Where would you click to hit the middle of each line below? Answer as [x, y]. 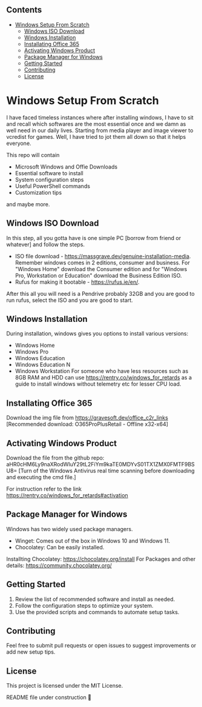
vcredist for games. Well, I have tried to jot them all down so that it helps [96, 136]
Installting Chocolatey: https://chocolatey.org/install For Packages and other [101, 559]
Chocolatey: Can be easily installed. [60, 547]
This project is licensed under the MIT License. [65, 686]
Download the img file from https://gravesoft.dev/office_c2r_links [87, 418]
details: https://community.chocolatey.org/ [59, 565]
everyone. [19, 143]
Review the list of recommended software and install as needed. [95, 599]
